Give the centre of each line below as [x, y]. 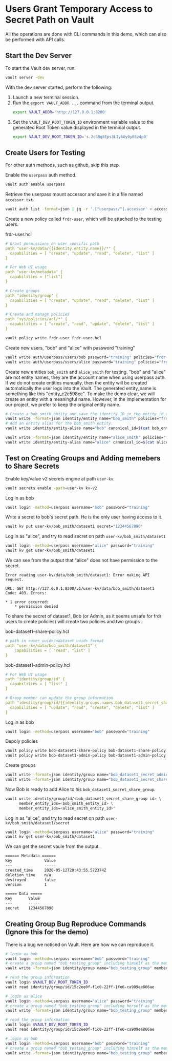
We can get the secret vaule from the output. [52, 846]
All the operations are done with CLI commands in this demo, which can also [86, 34]
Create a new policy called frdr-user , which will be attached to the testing [84, 219]
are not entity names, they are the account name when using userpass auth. [86, 377]
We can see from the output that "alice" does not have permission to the [81, 560]
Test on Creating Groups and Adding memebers [83, 458]
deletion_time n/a [28, 875]
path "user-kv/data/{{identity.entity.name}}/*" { [60, 248]
